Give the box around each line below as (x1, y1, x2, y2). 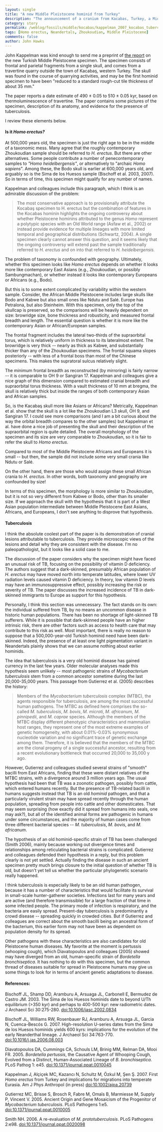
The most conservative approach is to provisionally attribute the (16, 200, 145, 206)
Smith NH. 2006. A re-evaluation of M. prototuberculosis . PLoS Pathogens (5, 1116, 154, 1122)
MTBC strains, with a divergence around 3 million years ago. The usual (5, 775, 147, 781)
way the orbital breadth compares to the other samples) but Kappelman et (5, 418, 153, 424)
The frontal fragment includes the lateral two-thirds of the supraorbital (5, 332, 146, 338)
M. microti (82, 709, 103, 715)
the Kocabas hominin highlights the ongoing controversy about (16, 210, 143, 216)
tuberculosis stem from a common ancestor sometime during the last (5, 674, 143, 679)
